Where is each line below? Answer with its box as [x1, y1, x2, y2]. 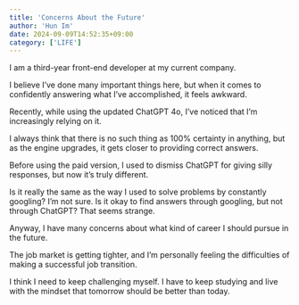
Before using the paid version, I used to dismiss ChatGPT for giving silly [9, 160, 273, 170]
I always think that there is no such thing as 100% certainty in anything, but [9, 133, 286, 144]
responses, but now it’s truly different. [9, 169, 149, 180]
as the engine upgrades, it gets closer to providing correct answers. [9, 143, 259, 153]
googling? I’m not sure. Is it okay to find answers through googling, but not [9, 196, 283, 207]
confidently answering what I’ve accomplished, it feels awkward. [9, 89, 247, 100]
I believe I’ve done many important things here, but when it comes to [9, 79, 262, 90]
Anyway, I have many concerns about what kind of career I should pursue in [9, 223, 289, 234]
